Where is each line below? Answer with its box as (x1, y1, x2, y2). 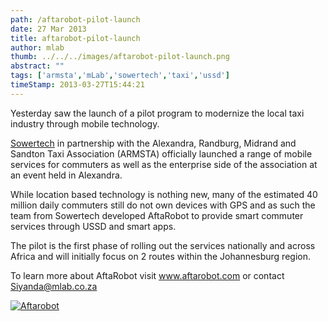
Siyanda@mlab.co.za (10, 280, 98, 292)
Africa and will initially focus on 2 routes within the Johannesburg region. (10, 250, 311, 262)
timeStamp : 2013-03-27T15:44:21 (10, 80, 145, 90)
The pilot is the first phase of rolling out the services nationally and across (10, 239, 316, 251)
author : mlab (10, 42, 65, 53)
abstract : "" (10, 61, 65, 71)
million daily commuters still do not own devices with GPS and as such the (10, 199, 316, 211)
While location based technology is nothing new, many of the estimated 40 (10, 188, 318, 200)
